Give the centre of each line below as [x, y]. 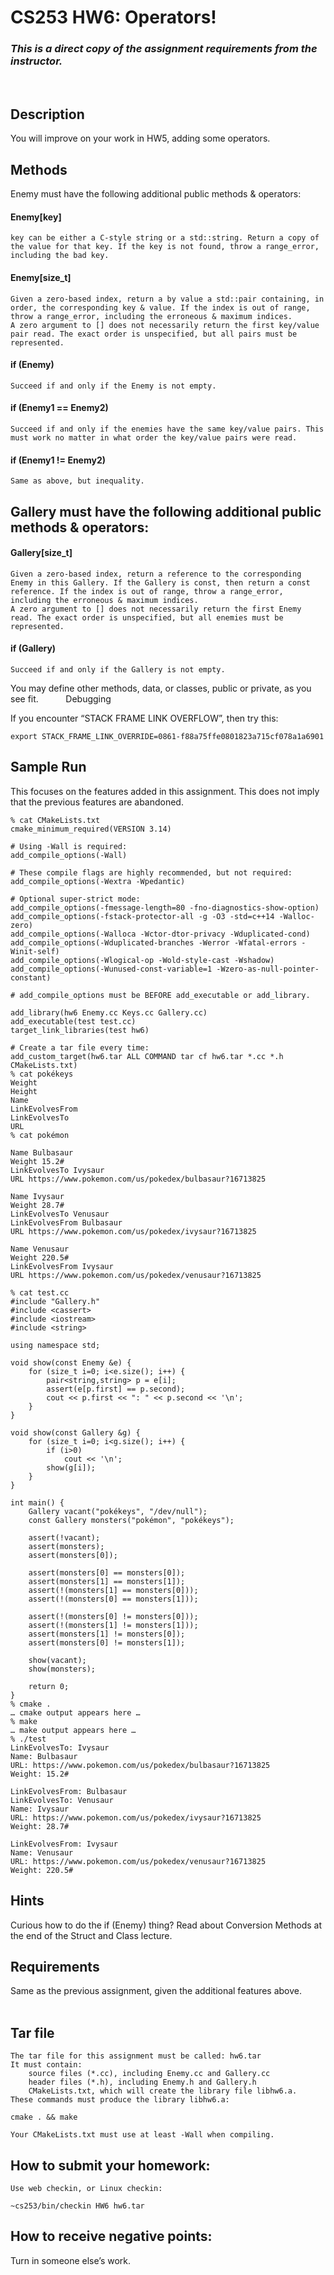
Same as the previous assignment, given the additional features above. [156, 1991]
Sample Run [48, 767]
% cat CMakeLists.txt [55, 820]
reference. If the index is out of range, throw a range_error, [147, 591]
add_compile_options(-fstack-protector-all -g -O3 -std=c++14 [142, 916]
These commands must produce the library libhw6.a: [120, 2100]
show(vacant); [57, 1660]
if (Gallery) [33, 648]
